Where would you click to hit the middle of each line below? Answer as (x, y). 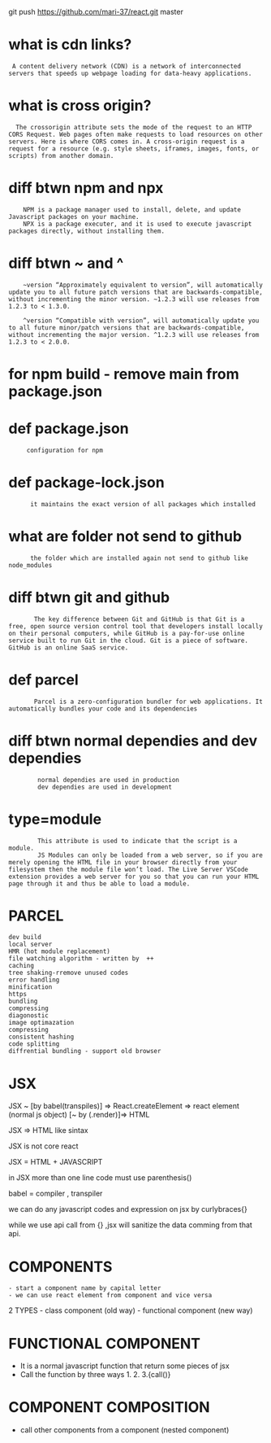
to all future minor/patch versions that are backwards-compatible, (127, 328)
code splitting (34, 1044)
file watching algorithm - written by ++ (81, 959)
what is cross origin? (80, 106)
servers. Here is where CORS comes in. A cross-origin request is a (127, 142)
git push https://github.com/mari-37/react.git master (96, 12)
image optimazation (41, 1023)
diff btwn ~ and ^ (66, 263)
